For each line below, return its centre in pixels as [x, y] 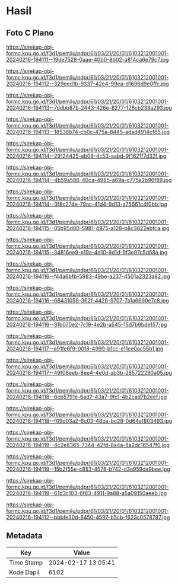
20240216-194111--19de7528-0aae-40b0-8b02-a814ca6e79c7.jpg [88, 60]
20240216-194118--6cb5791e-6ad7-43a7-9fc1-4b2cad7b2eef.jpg [87, 397]
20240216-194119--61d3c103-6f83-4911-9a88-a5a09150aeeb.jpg [87, 493]
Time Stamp [26, 563]
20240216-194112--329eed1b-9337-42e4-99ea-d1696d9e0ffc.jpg [88, 84]
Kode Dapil [24, 572]
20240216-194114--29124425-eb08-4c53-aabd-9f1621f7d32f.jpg [86, 156]
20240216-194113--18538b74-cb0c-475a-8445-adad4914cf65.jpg [88, 132]
